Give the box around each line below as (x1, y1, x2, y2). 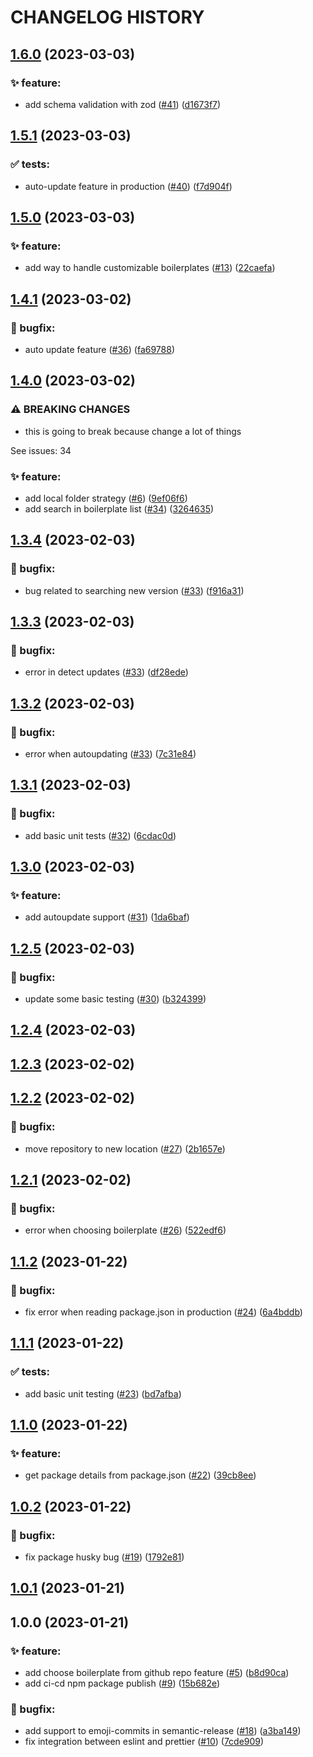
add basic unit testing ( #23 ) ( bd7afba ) (24, 1387, 182, 1400)
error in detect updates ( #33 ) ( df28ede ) (24, 666, 189, 678)
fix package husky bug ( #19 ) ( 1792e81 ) (24, 1551, 185, 1563)
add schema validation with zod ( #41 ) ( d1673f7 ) (24, 98, 222, 110)
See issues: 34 (10, 444, 72, 456)
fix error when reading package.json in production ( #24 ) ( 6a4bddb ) (24, 1306, 303, 1318)
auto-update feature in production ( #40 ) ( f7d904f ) (24, 180, 233, 192)
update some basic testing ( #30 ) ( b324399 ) (24, 993, 207, 1005)
